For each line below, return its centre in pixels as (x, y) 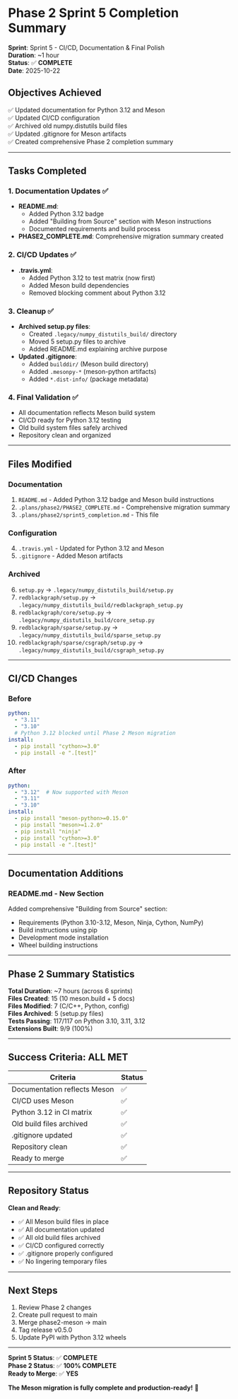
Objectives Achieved (55, 93)
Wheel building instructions (58, 945)
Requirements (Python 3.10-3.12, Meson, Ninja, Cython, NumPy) (111, 923)
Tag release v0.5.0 (45, 1330)
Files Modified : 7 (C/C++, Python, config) (69, 1006)
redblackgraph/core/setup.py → (65, 612)
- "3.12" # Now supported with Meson (72, 792)
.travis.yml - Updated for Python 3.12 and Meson (91, 549)
